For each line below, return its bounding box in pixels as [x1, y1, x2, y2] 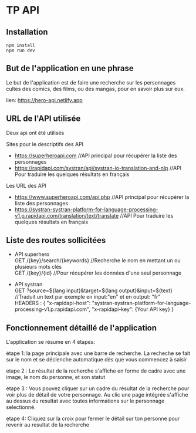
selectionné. [6, 404, 36, 411]
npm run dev [6, 48, 35, 53]
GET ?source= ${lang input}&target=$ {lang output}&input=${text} [14, 287, 173, 294]
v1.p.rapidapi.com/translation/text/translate [14, 212, 119, 219]
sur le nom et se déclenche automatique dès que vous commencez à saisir [6, 356, 187, 363]
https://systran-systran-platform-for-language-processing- [14, 206, 158, 213]
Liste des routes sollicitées [6, 235, 106, 245]
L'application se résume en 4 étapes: [6, 339, 96, 346]
